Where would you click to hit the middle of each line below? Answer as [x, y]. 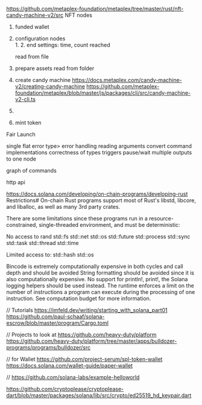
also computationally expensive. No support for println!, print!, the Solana [97, 279]
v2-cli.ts [25, 99]
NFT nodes [78, 15]
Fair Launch [21, 134]
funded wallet [32, 27]
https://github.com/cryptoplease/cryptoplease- [65, 389]
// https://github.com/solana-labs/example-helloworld [73, 377]
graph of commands [32, 171]
